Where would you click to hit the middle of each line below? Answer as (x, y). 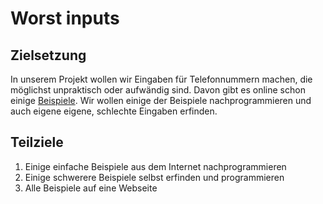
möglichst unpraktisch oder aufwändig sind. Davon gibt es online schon (158, 90)
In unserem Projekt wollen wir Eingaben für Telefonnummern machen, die (161, 79)
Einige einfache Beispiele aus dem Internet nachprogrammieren (155, 166)
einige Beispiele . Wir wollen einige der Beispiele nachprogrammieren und (161, 100)
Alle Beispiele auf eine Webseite (91, 188)
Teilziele (37, 142)
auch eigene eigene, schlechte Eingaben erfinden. (114, 111)
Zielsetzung (48, 55)
